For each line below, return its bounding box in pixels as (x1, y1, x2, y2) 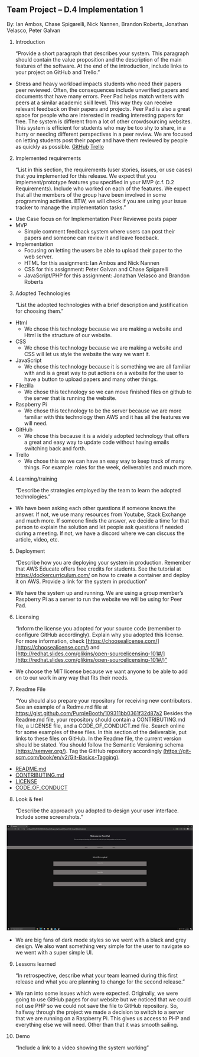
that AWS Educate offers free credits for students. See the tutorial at (15, 565, 182, 572)
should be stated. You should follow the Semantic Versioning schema (15, 741, 184, 748)
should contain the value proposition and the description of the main (15, 56, 182, 63)
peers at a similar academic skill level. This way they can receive (15, 99, 173, 106)
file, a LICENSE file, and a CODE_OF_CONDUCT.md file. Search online (15, 722, 185, 729)
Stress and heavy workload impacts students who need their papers (15, 80, 182, 87)
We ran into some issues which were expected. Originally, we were (15, 989, 178, 997)
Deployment (15, 547, 45, 555)
